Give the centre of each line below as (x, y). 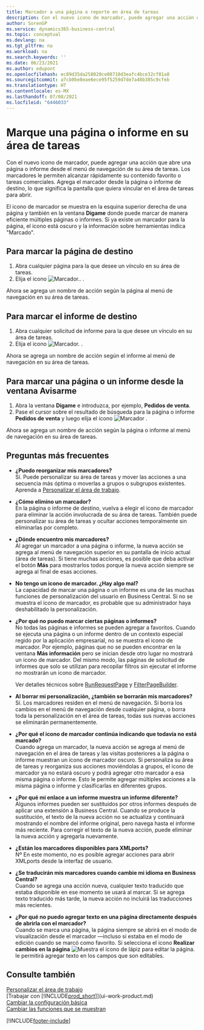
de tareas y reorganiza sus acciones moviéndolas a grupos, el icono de (104, 766)
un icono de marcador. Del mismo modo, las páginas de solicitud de (100, 659)
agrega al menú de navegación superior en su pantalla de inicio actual (103, 552)
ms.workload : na (27, 52)
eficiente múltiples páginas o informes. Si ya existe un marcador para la (96, 219)
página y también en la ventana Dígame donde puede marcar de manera (97, 213)
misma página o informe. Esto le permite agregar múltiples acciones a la (105, 779)
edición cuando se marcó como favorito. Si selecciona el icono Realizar (105, 942)
